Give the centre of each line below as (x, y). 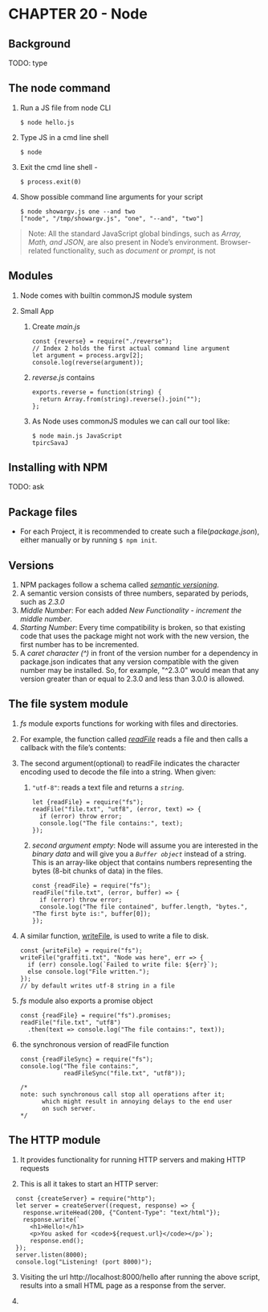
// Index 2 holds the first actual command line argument (131, 348)
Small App (37, 311)
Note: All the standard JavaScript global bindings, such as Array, (135, 233)
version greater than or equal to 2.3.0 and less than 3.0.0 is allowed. (132, 679)
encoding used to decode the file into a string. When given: (118, 772)
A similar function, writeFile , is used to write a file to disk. (114, 935)
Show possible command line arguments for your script (111, 196)
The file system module (68, 704)
